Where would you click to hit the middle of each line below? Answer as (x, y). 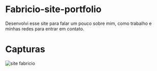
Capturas (25, 49)
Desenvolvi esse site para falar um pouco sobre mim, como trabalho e (78, 23)
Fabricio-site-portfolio (53, 9)
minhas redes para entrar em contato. (45, 28)
